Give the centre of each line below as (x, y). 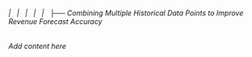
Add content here (38, 47)
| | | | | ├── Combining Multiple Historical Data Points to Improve (126, 13)
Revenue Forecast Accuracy (55, 21)
